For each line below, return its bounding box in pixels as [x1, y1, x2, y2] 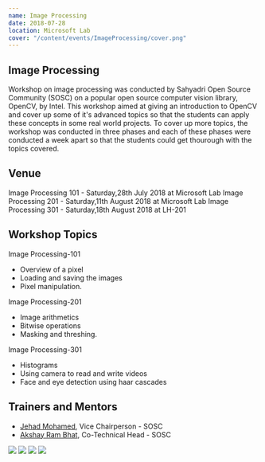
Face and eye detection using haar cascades [19, 377, 167, 386]
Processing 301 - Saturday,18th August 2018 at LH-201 [8, 205, 187, 214]
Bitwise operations [19, 320, 81, 331]
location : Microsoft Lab [8, 26, 91, 34]
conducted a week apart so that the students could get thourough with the [8, 135, 252, 145]
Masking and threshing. [19, 329, 98, 339]
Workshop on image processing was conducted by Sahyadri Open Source [8, 84, 251, 94]
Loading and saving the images [19, 272, 123, 283]
